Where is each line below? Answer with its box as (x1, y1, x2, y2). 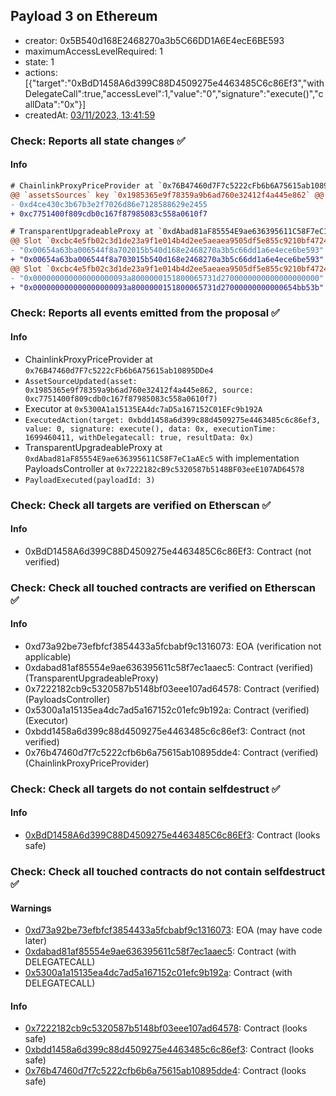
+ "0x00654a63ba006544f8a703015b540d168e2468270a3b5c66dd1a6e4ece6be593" (10, 255, 325, 265)
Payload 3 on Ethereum (10, 8, 158, 25)
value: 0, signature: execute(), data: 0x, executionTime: (24, 424, 277, 434)
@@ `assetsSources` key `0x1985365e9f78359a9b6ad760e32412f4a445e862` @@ (10, 190, 325, 200)
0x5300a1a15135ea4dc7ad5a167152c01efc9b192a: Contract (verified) (24, 704, 310, 716)
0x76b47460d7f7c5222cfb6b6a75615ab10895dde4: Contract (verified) (24, 746, 319, 758)
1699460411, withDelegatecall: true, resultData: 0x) (24, 432, 254, 443)
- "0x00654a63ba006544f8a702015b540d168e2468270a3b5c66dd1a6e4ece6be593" (10, 245, 325, 256)
